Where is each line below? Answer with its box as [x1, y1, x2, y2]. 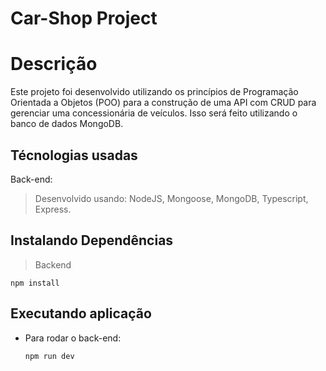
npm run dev [24, 351, 75, 361]
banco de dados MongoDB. [10, 118, 124, 130]
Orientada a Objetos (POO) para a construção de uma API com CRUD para [10, 97, 317, 109]
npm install [10, 278, 60, 288]
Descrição [10, 53, 98, 76]
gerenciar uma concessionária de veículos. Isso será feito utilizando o [10, 107, 298, 119]
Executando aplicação [10, 305, 152, 322]
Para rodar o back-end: [24, 332, 122, 344]
